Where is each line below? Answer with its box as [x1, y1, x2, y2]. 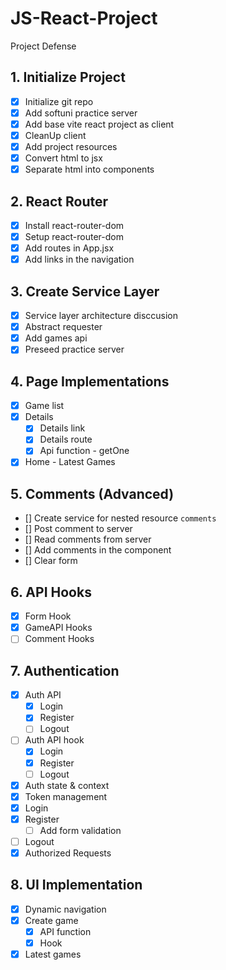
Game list [24, 400, 65, 412]
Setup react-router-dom [24, 231, 124, 243]
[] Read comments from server [24, 533, 152, 546]
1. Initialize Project [10, 69, 126, 86]
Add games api [24, 332, 88, 344]
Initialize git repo [24, 95, 94, 107]
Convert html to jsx [24, 152, 103, 164]
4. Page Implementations [10, 373, 170, 390]
